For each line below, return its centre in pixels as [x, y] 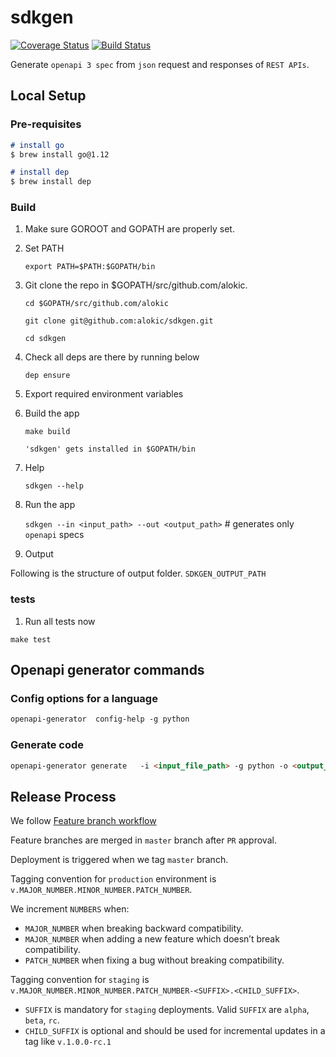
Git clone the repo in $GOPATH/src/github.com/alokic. [136, 285]
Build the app [52, 413]
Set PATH [44, 248]
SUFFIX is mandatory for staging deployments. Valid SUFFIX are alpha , [167, 1010]
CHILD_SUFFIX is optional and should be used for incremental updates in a [175, 1031]
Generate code [47, 745]
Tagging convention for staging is [80, 980]
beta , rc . [42, 1020]
